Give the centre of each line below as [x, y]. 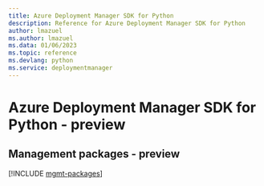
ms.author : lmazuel [41, 38]
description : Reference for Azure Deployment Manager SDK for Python [127, 23]
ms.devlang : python [41, 61]
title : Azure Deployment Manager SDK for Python [91, 16]
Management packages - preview [94, 154]
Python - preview [67, 124]
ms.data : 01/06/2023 [43, 46]
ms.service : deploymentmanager [61, 68]
